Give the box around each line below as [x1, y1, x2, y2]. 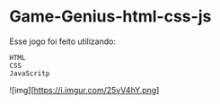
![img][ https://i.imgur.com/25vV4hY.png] [9, 84, 160, 95]
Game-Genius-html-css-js [9, 6, 212, 27]
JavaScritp [9, 69, 50, 78]
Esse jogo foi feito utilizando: [9, 36, 117, 47]
